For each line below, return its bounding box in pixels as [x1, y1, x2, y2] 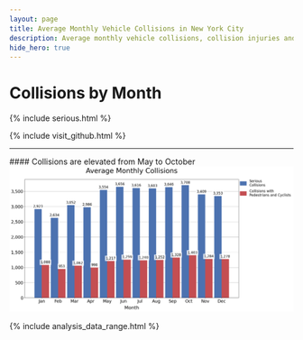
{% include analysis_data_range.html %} [9, 320, 160, 331]
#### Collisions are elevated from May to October [9, 156, 196, 167]
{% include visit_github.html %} [9, 131, 126, 142]
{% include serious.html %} [9, 113, 112, 124]
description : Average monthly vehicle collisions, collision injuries [9, 33, 280, 42]
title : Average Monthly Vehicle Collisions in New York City [9, 23, 244, 33]
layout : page [9, 14, 59, 23]
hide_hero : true [9, 43, 70, 52]
